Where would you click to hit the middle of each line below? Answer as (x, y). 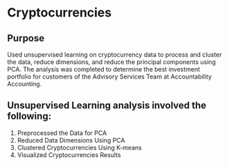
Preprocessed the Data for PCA (62, 133)
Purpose (26, 38)
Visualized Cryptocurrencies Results (69, 155)
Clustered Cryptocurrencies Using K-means (79, 147)
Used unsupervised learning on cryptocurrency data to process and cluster (114, 54)
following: (29, 116)
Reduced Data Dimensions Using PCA (71, 140)
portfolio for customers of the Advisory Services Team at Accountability (110, 76)
